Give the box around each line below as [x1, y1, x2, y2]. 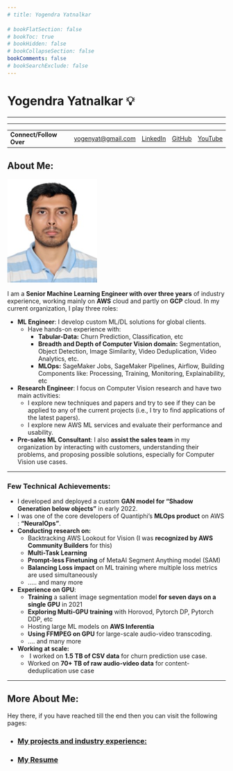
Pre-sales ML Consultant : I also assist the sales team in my [17, 435, 191, 444]
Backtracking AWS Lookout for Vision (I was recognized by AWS [27, 534, 214, 542]
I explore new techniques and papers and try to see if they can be [27, 399, 216, 407]
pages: [7, 718, 27, 727]
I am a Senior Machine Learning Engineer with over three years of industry [7, 289, 225, 297]
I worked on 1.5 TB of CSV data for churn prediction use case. [29, 652, 207, 660]
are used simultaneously [27, 571, 98, 579]
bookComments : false [7, 55, 67, 62]
